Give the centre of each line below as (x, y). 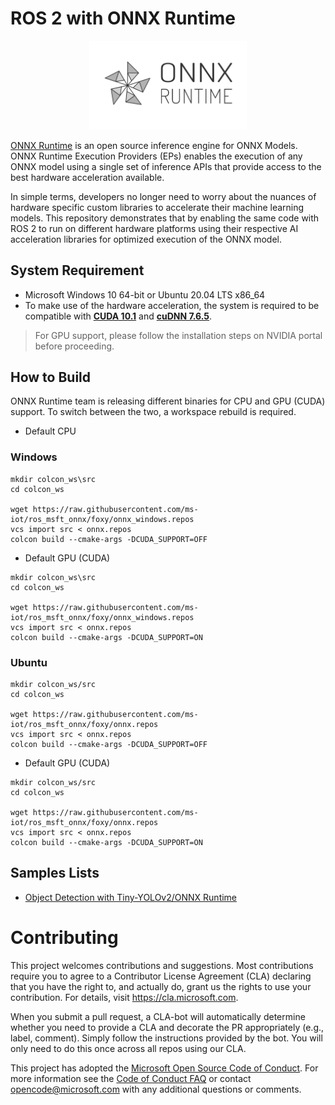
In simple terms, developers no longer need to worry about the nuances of (163, 196)
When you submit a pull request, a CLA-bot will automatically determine (158, 1016)
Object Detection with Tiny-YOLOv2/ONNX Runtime (131, 897)
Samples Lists (55, 873)
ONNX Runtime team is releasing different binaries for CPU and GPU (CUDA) (168, 401)
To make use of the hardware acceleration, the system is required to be (172, 305)
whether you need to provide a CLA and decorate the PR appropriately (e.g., (167, 1027)
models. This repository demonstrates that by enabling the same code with (165, 218)
